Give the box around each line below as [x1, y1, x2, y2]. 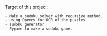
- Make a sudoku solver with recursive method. [5, 14, 103, 18]
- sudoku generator [5, 22, 45, 27]
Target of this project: [5, 4, 48, 10]
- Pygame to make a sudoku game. [5, 26, 73, 31]
